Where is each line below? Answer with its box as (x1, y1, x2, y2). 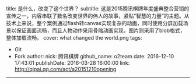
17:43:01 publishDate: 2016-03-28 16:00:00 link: (14, 60, 130, 66)
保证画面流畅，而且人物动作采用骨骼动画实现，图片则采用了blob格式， (16, 27, 185, 34)
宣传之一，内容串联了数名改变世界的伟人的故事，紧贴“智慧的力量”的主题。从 (6, 12, 190, 19)
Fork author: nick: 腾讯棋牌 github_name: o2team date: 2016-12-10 (14, 53, 174, 60)
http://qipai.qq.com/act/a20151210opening (14, 66, 117, 72)
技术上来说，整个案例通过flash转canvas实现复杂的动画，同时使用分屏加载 (6, 20, 184, 26)
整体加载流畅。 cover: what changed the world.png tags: (6, 34, 142, 41)
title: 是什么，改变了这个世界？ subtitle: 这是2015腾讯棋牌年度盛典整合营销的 (6, 5, 190, 12)
